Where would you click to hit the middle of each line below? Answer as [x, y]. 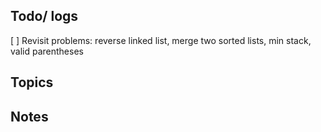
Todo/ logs [44, 16]
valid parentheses [47, 51]
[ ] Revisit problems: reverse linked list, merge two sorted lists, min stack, [161, 40]
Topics [32, 82]
